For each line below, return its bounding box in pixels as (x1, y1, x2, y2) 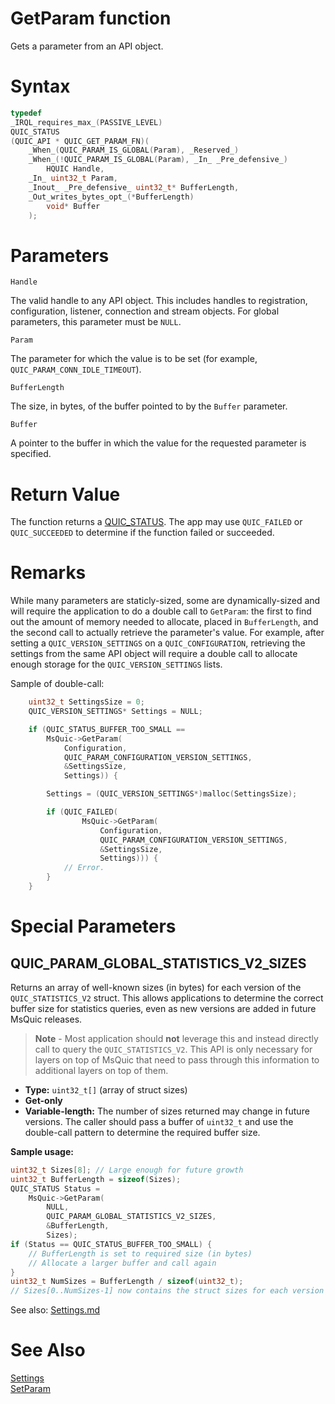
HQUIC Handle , (46, 164, 105, 174)
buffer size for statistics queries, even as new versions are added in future (10, 1002, 317, 1014)
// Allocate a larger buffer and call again (28, 1258, 217, 1268)
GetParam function (10, 7, 172, 30)
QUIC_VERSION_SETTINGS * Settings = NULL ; (28, 707, 203, 717)
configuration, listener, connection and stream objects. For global (10, 305, 280, 317)
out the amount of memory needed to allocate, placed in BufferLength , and (10, 616, 319, 628)
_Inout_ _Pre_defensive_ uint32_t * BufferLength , (28, 182, 240, 192)
